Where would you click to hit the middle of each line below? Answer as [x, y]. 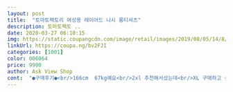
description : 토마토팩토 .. [44, 26]
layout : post [26, 13]
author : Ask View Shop [40, 71]
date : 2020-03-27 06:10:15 [46, 33]
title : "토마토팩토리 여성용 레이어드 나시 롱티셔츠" [74, 20]
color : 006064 [28, 59]
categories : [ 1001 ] [35, 53]
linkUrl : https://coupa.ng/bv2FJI [57, 46]
